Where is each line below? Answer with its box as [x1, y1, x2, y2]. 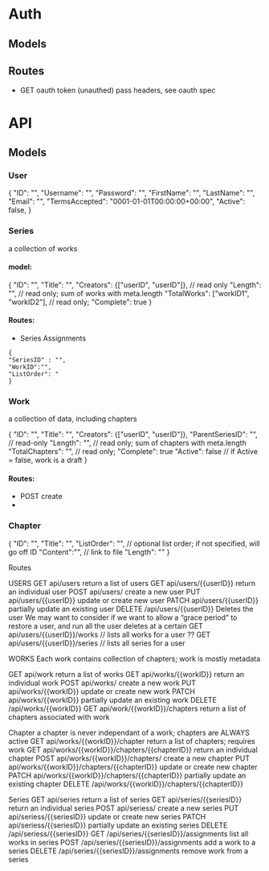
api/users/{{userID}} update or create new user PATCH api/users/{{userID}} [8, 595, 259, 605]
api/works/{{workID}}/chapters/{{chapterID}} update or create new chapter [8, 762, 259, 771]
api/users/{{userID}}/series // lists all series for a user [8, 638, 186, 648]
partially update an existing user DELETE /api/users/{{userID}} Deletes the [8, 604, 254, 613]
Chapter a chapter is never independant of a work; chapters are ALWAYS [8, 728, 251, 737]
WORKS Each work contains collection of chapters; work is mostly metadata [8, 654, 261, 663]
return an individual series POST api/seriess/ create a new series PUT [8, 803, 239, 813]
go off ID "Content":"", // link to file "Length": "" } [8, 547, 170, 556]
